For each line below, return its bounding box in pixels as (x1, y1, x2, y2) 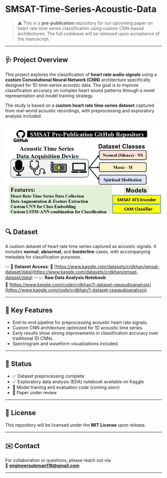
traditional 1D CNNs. (12, 335, 54, 341)
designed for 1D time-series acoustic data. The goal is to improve (5, 82, 139, 88)
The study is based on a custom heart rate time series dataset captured (5, 102, 155, 108)
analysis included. (5, 113, 42, 119)
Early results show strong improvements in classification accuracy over (12, 330, 159, 336)
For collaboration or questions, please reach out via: (5, 458, 112, 464)
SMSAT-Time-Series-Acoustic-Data (5, 3, 157, 15)
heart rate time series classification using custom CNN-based (17, 25, 144, 31)
